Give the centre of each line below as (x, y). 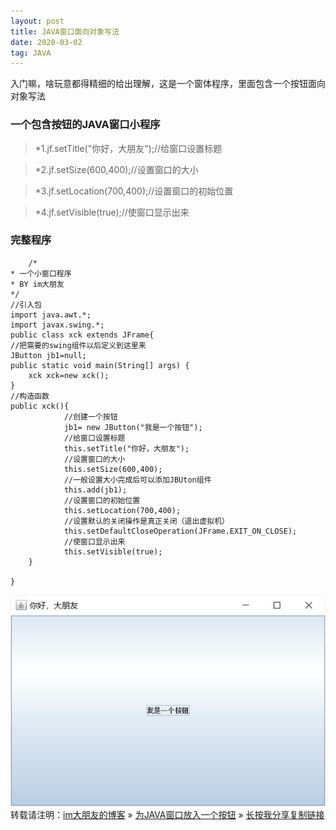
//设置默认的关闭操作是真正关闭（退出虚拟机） (146, 521)
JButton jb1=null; (48, 355)
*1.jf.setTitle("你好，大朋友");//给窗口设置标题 (128, 148)
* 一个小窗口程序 (41, 273)
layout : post (37, 21)
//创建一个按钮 (90, 416)
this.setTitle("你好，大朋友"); (126, 448)
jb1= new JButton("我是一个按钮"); (133, 427)
